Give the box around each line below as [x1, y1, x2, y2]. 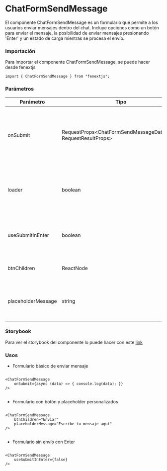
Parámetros [5, 86, 34, 93]
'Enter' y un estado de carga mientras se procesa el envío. [5, 35, 125, 41]
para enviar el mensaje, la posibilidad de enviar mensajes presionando [5, 30, 149, 36]
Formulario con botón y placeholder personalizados [12, 399, 118, 405]
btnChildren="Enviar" [14, 417, 59, 422]
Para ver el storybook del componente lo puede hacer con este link [5, 339, 143, 345]
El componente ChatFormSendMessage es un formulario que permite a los [5, 19, 158, 25]
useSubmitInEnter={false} [14, 457, 68, 463]
